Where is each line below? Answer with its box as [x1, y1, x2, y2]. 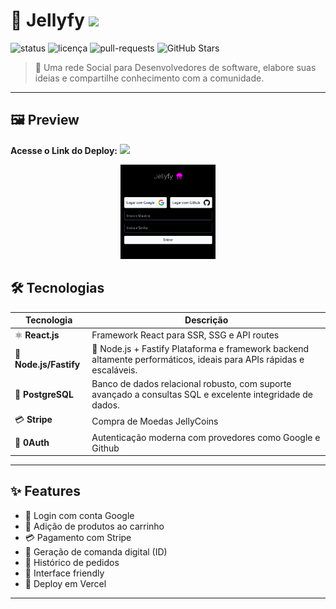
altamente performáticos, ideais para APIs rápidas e [91, 353, 305, 365]
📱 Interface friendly [24, 567, 105, 579]
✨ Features [10, 483, 81, 500]
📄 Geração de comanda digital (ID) [24, 545, 168, 558]
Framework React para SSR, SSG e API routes [91, 329, 280, 341]
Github [91, 442, 120, 454]
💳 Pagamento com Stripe [24, 531, 132, 543]
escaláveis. [91, 364, 138, 376]
